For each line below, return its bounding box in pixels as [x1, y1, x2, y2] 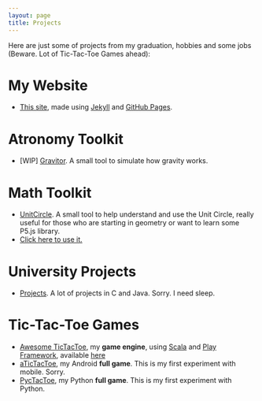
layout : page [8, 11, 51, 20]
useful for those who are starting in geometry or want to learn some [19, 218, 240, 228]
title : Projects [8, 19, 61, 27]
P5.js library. [19, 226, 61, 236]
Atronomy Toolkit [8, 130, 124, 148]
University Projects [8, 262, 137, 280]
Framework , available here [19, 351, 106, 360]
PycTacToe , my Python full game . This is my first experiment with [19, 376, 232, 385]
